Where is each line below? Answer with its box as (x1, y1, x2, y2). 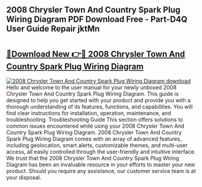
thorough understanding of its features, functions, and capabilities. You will (6, 103, 193, 110)
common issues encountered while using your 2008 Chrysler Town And (6, 122, 185, 130)
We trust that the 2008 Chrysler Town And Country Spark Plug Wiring (6, 154, 180, 162)
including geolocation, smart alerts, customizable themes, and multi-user (6, 142, 188, 149)
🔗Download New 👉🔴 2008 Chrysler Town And (6, 48, 185, 59)
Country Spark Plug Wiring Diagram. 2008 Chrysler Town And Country (6, 129, 182, 136)
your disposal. (6, 174, 42, 181)
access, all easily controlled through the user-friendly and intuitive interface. (6, 148, 196, 155)
